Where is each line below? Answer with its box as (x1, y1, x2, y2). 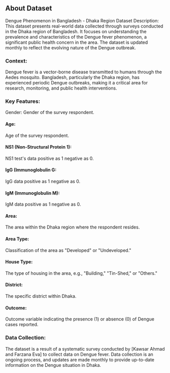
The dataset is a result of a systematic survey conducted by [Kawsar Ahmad (5, 346, 165, 352)
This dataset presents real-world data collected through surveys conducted (5, 23, 163, 29)
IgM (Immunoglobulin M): (5, 190, 60, 196)
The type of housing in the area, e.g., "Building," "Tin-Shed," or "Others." (5, 270, 158, 276)
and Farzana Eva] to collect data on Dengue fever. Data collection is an (5, 351, 154, 357)
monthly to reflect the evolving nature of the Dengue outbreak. (5, 44, 136, 50)
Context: (5, 57, 27, 64)
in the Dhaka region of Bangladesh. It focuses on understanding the (5, 28, 147, 35)
